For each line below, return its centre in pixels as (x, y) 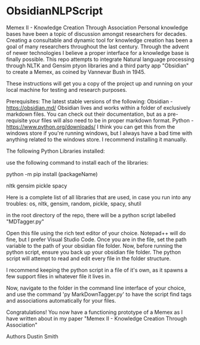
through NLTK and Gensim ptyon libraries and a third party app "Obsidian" (98, 65)
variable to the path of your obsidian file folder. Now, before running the (94, 245)
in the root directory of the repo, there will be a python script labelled (91, 215)
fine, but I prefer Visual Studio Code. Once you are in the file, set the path (96, 239)
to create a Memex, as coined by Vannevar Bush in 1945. (76, 72)
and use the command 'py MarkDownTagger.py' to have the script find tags (99, 294)
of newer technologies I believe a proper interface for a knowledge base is (98, 53)
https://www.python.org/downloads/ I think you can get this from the (90, 127)
